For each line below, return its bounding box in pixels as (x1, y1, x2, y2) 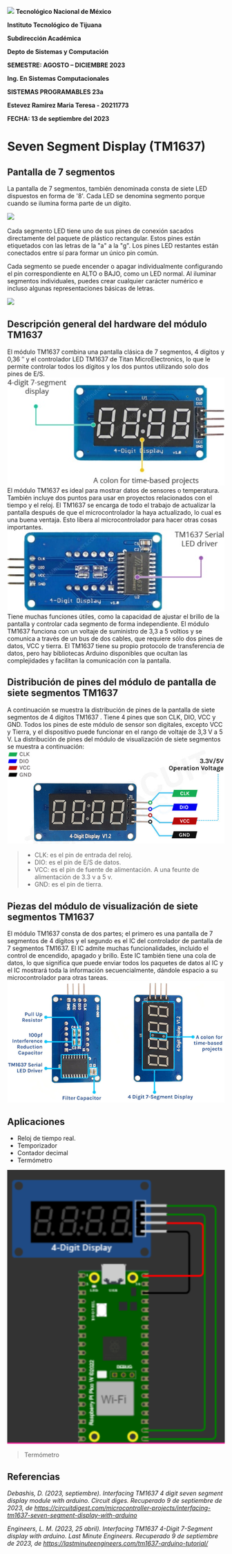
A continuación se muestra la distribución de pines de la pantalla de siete (7, 705, 215, 714)
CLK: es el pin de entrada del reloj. (34, 851, 133, 860)
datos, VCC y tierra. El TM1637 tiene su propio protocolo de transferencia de (7, 642, 224, 650)
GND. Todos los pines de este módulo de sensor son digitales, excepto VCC (7, 720, 223, 728)
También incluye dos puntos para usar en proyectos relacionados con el (7, 493, 213, 502)
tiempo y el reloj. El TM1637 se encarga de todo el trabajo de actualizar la (7, 501, 216, 509)
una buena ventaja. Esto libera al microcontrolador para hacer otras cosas (7, 515, 217, 524)
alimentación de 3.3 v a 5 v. (34, 873, 113, 881)
